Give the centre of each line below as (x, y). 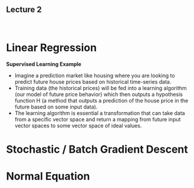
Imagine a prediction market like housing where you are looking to (95, 75)
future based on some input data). (56, 107)
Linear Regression (52, 48)
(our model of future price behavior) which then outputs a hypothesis (98, 94)
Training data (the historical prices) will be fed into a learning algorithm (101, 88)
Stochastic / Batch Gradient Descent (97, 149)
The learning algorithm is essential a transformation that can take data (100, 113)
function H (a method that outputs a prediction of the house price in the (101, 100)
